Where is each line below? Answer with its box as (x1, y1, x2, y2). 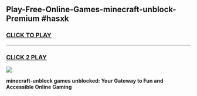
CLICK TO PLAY (6, 31, 52, 40)
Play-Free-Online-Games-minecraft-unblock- (6, 5, 176, 15)
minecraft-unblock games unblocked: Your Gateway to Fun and (6, 77, 164, 84)
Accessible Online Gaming (6, 83, 72, 90)
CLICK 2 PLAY (6, 53, 47, 61)
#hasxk (41, 14, 69, 24)
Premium (6, 14, 40, 24)
